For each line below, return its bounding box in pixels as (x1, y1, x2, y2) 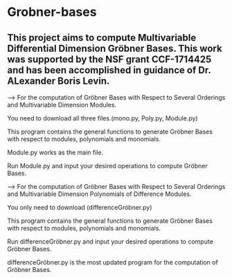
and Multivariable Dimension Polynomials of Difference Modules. (7, 190, 192, 198)
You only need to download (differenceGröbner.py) (7, 204, 152, 211)
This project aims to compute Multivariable (7, 32, 197, 44)
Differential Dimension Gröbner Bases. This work (7, 42, 223, 54)
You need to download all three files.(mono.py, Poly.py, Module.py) (7, 114, 199, 122)
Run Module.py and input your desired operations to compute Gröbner (7, 162, 208, 170)
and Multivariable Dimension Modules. (7, 101, 116, 109)
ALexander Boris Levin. (7, 75, 110, 87)
